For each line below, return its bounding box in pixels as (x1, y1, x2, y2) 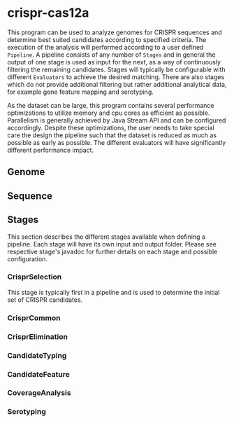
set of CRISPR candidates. (7, 296, 83, 304)
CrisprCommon (7, 313, 61, 323)
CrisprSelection (7, 272, 62, 282)
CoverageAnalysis (7, 388, 71, 398)
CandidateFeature (7, 369, 70, 379)
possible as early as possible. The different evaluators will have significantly (7, 138, 226, 146)
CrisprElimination (7, 331, 68, 341)
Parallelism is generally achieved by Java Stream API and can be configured (7, 116, 226, 124)
